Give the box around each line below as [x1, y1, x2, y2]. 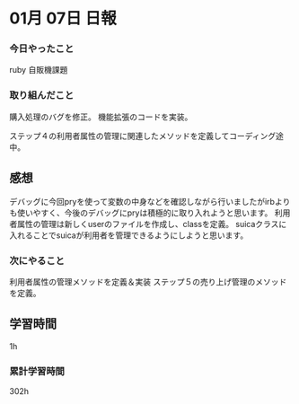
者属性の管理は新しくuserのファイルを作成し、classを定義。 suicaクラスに [9, 218, 287, 229]
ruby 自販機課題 [9, 65, 68, 75]
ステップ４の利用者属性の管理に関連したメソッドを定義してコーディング [9, 130, 277, 141]
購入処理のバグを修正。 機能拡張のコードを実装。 [9, 111, 193, 122]
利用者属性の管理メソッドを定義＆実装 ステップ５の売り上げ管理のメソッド [9, 276, 287, 287]
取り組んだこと [9, 89, 75, 101]
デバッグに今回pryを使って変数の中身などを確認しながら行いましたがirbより [9, 196, 291, 206]
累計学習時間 [9, 364, 66, 377]
